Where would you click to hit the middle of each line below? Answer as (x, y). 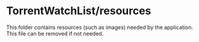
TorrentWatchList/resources (79, 11)
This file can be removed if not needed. (55, 33)
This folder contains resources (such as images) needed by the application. (100, 27)
